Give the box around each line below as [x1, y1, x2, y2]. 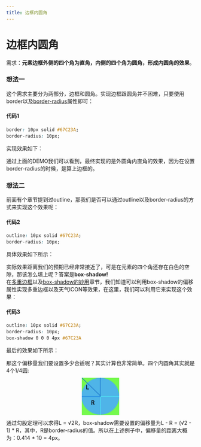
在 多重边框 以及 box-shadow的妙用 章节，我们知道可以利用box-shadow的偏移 [6, 278, 194, 285]
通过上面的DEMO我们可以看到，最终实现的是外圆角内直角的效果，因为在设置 [6, 157, 195, 165]
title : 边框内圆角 [6, 10, 48, 16]
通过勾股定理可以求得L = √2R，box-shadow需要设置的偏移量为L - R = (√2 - [6, 419, 191, 426]
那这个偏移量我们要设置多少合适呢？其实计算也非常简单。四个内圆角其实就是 [6, 359, 195, 366]
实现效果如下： [6, 144, 43, 152]
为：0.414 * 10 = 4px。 [6, 434, 63, 441]
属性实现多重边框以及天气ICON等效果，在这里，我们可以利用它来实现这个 [6, 286, 187, 293]
